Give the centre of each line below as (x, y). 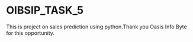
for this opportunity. (30, 33)
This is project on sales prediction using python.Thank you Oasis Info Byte (97, 27)
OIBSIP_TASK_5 (45, 10)
